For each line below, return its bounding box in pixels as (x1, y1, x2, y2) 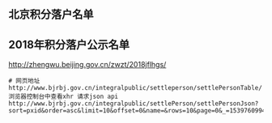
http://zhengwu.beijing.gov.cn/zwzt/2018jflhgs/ (8, 60, 167, 70)
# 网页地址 (8, 77, 40, 85)
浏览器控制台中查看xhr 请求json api (8, 92, 119, 101)
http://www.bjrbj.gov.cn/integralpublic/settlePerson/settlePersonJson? (8, 100, 259, 108)
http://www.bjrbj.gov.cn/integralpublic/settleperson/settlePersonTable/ (8, 84, 263, 92)
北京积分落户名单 (8, 7, 94, 22)
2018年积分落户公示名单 (8, 37, 130, 51)
